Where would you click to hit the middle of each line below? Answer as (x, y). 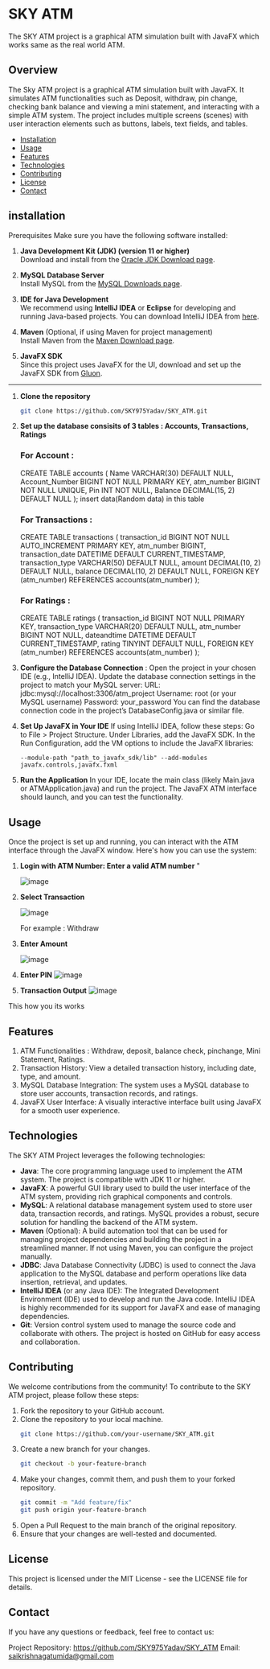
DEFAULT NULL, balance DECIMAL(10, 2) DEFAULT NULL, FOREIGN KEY (139, 571)
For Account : (47, 455)
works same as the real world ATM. (67, 44)
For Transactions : (56, 520)
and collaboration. (50, 1342)
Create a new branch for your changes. (85, 1449)
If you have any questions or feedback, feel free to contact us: (111, 1632)
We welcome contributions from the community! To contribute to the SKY (130, 1386)
